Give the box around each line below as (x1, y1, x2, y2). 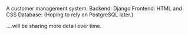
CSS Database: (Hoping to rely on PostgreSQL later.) (6, 11, 134, 18)
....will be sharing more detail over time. (6, 23, 102, 29)
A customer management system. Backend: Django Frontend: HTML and (6, 5, 182, 12)
